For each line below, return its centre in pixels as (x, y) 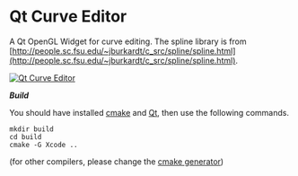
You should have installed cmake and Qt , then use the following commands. (149, 112)
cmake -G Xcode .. (44, 145)
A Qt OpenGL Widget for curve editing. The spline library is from (128, 41)
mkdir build (31, 129)
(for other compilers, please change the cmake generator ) (117, 161)
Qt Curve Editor (68, 17)
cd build (26, 136)
